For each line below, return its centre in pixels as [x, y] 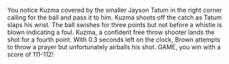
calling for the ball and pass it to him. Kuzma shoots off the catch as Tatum [114, 17]
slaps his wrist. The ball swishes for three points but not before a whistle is [114, 25]
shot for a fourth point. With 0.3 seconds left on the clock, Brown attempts [114, 40]
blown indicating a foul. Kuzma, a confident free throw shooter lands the [111, 32]
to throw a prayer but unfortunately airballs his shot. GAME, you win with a [114, 47]
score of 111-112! [30, 54]
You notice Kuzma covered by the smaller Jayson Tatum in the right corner [114, 10]
